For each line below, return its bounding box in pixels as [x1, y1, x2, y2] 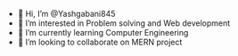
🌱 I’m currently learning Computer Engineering [17, 28, 189, 37]
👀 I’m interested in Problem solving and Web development [17, 18, 231, 28]
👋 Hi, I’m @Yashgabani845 [17, 9, 116, 19]
